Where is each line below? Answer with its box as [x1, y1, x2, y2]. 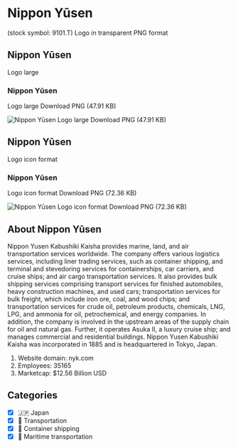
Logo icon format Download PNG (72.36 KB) [7, 189, 137, 197]
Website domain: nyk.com [17, 354, 94, 362]
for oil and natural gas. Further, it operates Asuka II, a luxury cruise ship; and [7, 324, 231, 333]
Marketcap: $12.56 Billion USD [17, 368, 107, 377]
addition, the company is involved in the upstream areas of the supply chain [7, 317, 229, 326]
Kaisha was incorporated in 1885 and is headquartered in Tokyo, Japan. [7, 339, 217, 349]
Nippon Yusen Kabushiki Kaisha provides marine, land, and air [7, 241, 190, 250]
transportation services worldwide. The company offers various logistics [7, 249, 220, 258]
